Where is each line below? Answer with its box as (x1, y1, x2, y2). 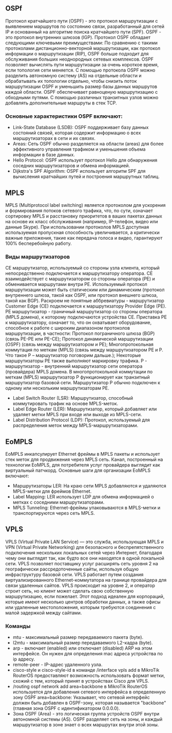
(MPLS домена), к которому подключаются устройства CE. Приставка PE (5, 314, 167, 320)
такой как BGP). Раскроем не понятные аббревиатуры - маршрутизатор (5, 298, 164, 304)
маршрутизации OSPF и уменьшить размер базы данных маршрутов (5, 83, 158, 90)
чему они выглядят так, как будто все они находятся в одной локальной (5, 555, 164, 561)
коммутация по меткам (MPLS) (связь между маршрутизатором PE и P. (5, 347, 163, 353)
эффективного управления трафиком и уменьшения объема (12, 146, 146, 152)
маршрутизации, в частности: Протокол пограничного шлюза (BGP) (5, 330, 155, 336)
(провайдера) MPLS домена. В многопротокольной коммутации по (5, 369, 153, 375)
